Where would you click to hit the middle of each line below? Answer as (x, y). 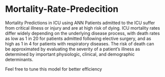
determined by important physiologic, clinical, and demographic (70, 54)
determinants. (19, 59)
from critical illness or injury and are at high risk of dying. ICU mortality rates (82, 28)
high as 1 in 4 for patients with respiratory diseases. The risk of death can (80, 43)
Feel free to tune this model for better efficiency (54, 69)
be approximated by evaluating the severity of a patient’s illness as (73, 49)
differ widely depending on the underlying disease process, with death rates (82, 33)
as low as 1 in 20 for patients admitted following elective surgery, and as (78, 38)
